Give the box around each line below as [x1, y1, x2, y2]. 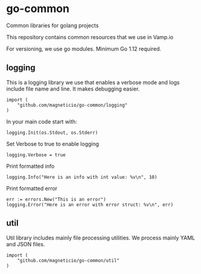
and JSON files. [6, 240, 45, 247]
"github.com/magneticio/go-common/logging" [17, 102, 128, 108]
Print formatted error [6, 185, 58, 192]
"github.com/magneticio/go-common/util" [17, 257, 120, 264]
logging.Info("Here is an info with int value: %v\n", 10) [6, 174, 158, 180]
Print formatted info [6, 162, 55, 170]
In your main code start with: [6, 118, 77, 125]
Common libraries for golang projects [6, 22, 99, 29]
